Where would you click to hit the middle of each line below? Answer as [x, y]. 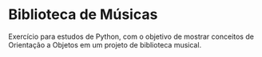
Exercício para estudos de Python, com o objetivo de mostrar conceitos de [131, 36]
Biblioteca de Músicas [83, 15]
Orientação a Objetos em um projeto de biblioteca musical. [105, 44]
